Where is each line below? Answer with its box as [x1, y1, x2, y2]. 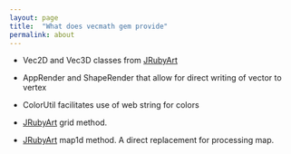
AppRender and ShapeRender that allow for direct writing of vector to [22, 72, 283, 83]
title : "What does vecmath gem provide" [9, 22, 169, 31]
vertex [22, 82, 47, 93]
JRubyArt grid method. [22, 117, 108, 128]
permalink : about [9, 30, 75, 39]
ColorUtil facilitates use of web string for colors [22, 100, 199, 111]
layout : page [9, 13, 59, 23]
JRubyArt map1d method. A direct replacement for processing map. [22, 135, 275, 146]
